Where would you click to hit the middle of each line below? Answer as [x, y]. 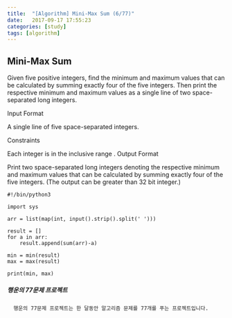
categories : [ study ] [37, 26]
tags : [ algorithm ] [34, 33]
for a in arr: [28, 237]
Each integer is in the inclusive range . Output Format [83, 154]
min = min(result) [34, 256]
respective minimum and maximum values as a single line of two [99, 93]
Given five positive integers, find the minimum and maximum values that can [116, 78]
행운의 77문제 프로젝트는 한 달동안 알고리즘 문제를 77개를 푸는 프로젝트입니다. [111, 309]
